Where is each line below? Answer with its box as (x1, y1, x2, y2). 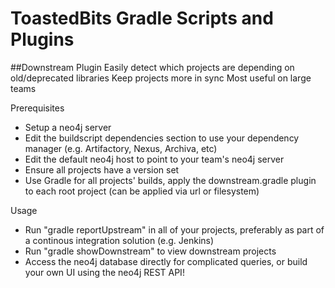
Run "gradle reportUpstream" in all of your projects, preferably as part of (24, 223, 325, 236)
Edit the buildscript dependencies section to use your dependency (24, 132, 300, 144)
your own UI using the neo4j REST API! (24, 266, 185, 278)
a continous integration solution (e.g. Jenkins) (24, 234, 215, 246)
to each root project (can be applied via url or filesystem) (24, 185, 260, 197)
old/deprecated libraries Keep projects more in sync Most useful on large (10, 72, 312, 84)
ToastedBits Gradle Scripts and (10, 7, 274, 30)
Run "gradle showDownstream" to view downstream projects (24, 245, 277, 257)
